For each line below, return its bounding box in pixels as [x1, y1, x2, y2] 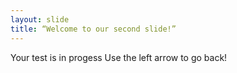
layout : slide [10, 14, 70, 25]
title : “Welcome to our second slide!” [10, 24, 177, 34]
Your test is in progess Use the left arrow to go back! [10, 51, 228, 63]
